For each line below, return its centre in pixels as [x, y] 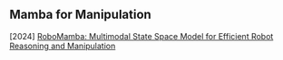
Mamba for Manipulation [80, 15]
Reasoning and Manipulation [63, 46]
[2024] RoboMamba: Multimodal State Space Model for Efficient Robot [141, 36]
